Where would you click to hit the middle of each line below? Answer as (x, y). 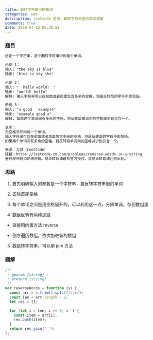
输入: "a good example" (30, 110)
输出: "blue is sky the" (29, 74)
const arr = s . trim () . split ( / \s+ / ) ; (46, 293)
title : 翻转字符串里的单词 (29, 9)
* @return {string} (27, 279)
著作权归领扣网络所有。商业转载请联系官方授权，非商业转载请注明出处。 (67, 159)
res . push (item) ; (30, 320)
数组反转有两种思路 (31, 215)
